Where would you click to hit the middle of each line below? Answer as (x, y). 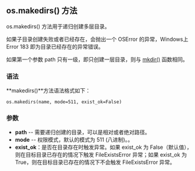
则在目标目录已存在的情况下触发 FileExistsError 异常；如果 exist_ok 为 (101, 155)
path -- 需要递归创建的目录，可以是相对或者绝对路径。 (82, 132)
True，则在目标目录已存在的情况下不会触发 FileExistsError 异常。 (95, 162)
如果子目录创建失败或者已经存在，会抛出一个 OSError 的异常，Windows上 (97, 39)
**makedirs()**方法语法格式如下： (49, 91)
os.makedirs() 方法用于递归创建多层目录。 (58, 26)
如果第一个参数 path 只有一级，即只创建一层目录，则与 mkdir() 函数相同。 (97, 59)
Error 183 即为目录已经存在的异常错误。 (55, 46)
